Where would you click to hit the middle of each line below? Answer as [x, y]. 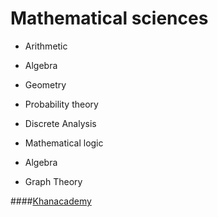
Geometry [45, 84]
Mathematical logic [64, 143]
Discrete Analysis [60, 123]
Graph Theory [53, 181]
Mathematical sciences [109, 18]
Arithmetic [46, 46]
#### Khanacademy [51, 201]
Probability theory [61, 104]
